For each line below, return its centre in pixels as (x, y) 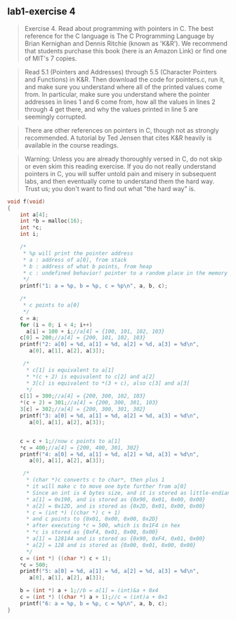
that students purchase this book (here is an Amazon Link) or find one (125, 51)
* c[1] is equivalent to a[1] (70, 370)
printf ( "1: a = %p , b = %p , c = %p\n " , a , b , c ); (94, 286)
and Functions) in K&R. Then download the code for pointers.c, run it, (125, 79)
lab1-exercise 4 (41, 12)
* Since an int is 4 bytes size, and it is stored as (106, 493)
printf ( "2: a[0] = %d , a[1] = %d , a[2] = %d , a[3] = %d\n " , (110, 344)
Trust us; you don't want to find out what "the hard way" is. (110, 188)
